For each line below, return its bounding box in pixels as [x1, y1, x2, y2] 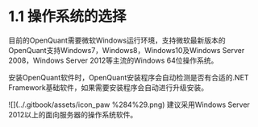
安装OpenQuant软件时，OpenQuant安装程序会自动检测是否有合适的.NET [8, 72, 249, 82]
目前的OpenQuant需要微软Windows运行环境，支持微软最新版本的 [8, 35, 226, 45]
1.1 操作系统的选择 [8, 7, 127, 26]
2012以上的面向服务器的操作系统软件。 [8, 109, 138, 119]
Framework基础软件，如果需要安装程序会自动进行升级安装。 [8, 82, 208, 92]
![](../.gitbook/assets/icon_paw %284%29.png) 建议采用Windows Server [8, 100, 250, 109]
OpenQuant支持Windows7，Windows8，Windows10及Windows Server [8, 45, 245, 55]
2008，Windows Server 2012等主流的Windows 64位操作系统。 [8, 55, 218, 65]
